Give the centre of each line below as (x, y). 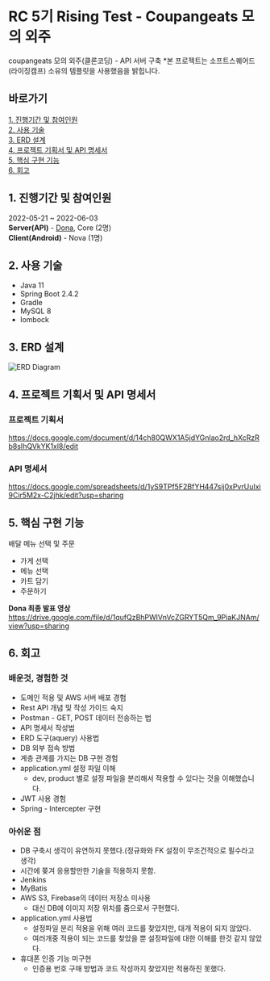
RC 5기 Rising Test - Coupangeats (123, 17)
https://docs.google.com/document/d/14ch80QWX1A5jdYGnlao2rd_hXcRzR (134, 438)
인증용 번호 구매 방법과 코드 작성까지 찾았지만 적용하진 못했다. (129, 968)
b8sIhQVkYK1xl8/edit (44, 446)
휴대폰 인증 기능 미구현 (56, 958)
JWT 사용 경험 (43, 798)
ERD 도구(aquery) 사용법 (60, 738)
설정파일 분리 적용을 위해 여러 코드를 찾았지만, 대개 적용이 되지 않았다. (141, 928)
